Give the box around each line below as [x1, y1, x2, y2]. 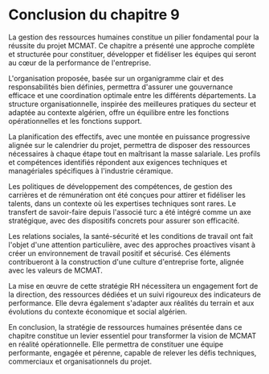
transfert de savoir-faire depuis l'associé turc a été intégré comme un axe [8, 207, 251, 216]
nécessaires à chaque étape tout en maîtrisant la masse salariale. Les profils [8, 149, 261, 158]
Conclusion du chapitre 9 [8, 6, 180, 24]
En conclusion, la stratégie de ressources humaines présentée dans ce [8, 322, 243, 331]
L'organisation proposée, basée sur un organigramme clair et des [8, 73, 224, 83]
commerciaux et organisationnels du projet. [8, 356, 153, 366]
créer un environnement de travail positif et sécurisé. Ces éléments [8, 248, 231, 258]
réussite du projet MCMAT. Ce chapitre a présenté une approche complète [8, 40, 255, 50]
